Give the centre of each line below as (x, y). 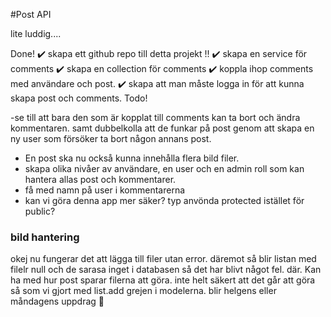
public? (40, 211)
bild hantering (45, 237)
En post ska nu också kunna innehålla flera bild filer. (132, 158)
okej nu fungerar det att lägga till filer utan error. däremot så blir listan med (163, 259)
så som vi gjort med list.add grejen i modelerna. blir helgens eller (143, 291)
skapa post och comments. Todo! (79, 98)
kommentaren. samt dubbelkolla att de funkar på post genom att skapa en (162, 128)
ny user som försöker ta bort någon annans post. (111, 138)
